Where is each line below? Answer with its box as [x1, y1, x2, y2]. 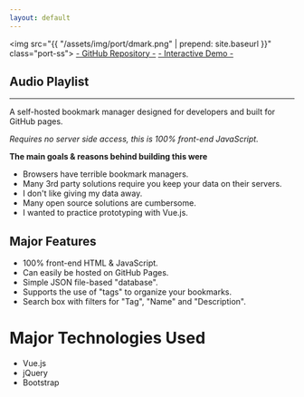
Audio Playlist [9, 74, 90, 90]
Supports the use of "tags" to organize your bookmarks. [22, 286, 233, 297]
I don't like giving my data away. [22, 188, 143, 199]
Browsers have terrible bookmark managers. [22, 169, 189, 179]
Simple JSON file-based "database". [22, 277, 158, 288]
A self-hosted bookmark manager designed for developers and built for [9, 106, 276, 118]
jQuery [22, 368, 48, 379]
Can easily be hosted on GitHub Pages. [22, 267, 169, 278]
